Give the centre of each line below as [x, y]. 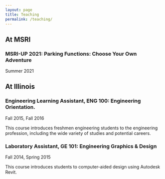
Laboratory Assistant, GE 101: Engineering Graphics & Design [81, 146]
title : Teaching [22, 15]
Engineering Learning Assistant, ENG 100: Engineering [73, 101]
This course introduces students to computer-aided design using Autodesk [83, 167]
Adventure [18, 60]
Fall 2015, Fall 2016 [25, 118]
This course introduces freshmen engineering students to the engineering [81, 128]
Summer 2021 [20, 71]
